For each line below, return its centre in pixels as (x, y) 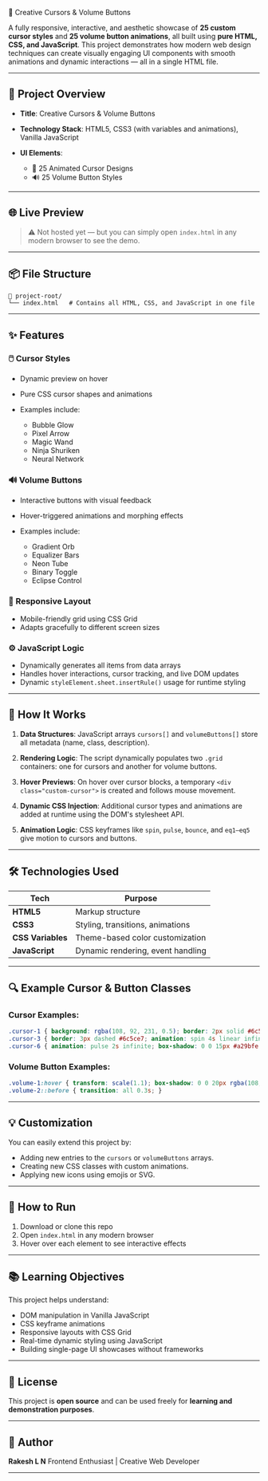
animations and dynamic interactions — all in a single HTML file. (113, 61)
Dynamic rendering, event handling (141, 951)
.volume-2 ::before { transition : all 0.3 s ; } (85, 1091)
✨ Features (36, 335)
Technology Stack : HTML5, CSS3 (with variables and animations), (129, 128)
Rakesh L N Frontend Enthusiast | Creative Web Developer (104, 1461)
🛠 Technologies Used (64, 872)
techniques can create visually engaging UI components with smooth (122, 53)
